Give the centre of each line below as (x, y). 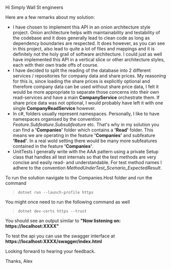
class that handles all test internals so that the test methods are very (84, 157)
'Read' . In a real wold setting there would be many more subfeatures (85, 141)
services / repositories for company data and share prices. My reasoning (89, 76)
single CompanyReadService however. (54, 108)
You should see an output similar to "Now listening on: (63, 221)
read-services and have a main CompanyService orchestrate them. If (86, 97)
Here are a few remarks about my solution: (50, 17)
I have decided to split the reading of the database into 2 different (82, 70)
